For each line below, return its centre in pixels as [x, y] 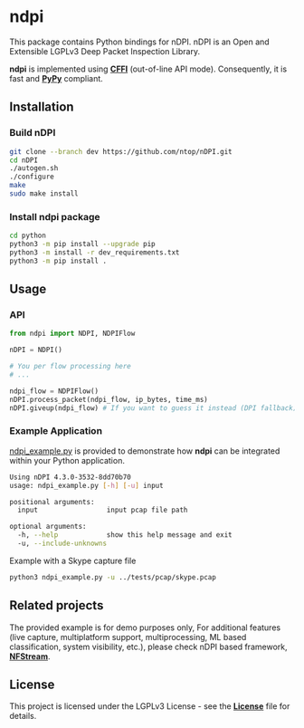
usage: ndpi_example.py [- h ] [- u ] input [87, 485]
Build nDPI [33, 133]
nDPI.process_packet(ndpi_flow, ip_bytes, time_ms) [109, 399]
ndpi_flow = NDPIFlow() [54, 391]
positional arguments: [52, 502]
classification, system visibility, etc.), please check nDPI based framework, [148, 647]
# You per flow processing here [70, 367]
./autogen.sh [34, 168]
